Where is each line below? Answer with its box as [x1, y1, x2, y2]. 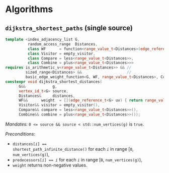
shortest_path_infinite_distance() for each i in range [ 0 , [12, 146, 134, 152]
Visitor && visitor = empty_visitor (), [18, 102, 100, 108]
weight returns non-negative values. [12, 162, 88, 168]
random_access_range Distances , [27, 41, 98, 46]
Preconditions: [5, 131, 35, 137]
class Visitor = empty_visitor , [27, 51, 96, 56]
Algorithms [5, 4, 53, 15]
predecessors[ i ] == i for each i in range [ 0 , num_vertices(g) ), [12, 156, 142, 162]
